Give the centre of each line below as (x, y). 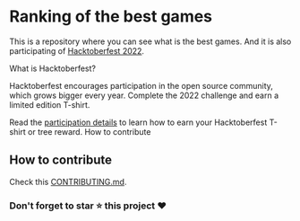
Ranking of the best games (111, 17)
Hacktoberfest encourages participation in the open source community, (141, 85)
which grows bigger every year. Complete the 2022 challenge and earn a (144, 95)
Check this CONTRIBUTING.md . (68, 181)
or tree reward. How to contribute (90, 131)
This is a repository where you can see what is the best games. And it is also (150, 41)
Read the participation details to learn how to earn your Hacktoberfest (138, 122)
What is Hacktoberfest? (53, 68)
